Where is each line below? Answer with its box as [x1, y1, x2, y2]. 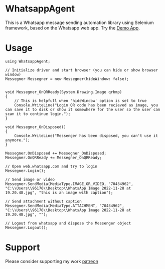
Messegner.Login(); [5, 168, 46, 173]
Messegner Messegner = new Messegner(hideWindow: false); [5, 76, 129, 81]
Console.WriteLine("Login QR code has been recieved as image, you [14, 102, 158, 107]
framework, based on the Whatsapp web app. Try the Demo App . [5, 24, 140, 30]
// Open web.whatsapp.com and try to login [5, 163, 98, 169]
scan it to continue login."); [5, 111, 71, 116]
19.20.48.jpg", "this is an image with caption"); [5, 190, 113, 195]
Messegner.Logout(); [5, 225, 49, 230]
